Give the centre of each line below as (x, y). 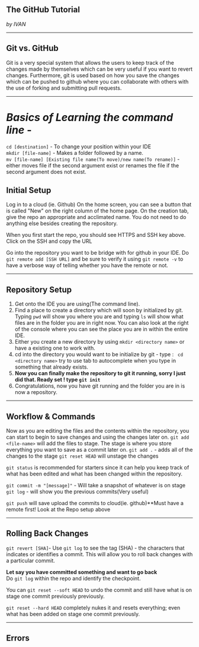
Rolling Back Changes (47, 534)
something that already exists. (52, 367)
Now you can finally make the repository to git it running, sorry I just (100, 373)
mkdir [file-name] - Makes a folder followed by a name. (75, 153)
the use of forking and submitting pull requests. (64, 88)
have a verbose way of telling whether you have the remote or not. (87, 265)
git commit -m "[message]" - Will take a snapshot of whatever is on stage (96, 485)
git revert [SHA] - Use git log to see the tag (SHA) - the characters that (95, 548)
